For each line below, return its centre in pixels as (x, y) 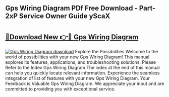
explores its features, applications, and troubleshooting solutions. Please (81, 62)
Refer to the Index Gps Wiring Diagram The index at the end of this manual (82, 68)
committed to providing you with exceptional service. (60, 89)
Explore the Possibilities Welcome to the (117, 52)
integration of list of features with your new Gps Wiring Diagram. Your (78, 78)
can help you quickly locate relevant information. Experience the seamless (82, 73)
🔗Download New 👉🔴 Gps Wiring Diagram (72, 37)
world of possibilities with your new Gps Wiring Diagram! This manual (77, 57)
